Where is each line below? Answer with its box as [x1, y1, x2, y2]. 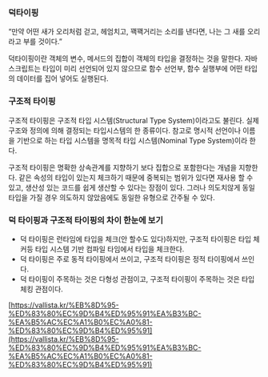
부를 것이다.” [22, 37, 62, 46]
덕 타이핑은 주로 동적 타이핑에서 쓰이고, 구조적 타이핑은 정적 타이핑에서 [19, 254, 240, 263]
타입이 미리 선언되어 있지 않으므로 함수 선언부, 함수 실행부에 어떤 [42, 64, 243, 74]
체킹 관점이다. [19, 284, 64, 294]
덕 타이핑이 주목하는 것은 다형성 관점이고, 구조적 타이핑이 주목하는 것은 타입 [19, 274, 255, 283]
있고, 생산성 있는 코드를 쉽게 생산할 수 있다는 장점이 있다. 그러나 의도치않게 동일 [8, 182, 256, 192]
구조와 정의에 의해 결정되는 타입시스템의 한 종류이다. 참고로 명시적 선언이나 [8, 126, 242, 135]
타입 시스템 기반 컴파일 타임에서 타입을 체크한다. [34, 244, 185, 254]
